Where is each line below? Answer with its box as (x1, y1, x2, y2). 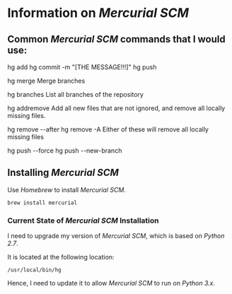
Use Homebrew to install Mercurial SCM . (7, 185, 126, 194)
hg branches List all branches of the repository (7, 90, 144, 98)
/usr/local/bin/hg (7, 266, 62, 274)
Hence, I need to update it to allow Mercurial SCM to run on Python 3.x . (7, 279, 216, 288)
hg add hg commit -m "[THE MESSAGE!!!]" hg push (7, 63, 157, 71)
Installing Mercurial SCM (7, 167, 119, 179)
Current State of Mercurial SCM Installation (7, 216, 159, 225)
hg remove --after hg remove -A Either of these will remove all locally (7, 125, 209, 134)
